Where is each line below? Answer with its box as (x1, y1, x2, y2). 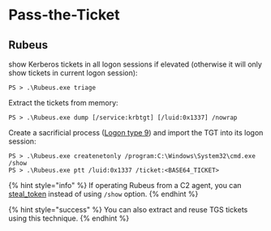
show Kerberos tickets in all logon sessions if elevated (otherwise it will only (8, 59, 262, 69)
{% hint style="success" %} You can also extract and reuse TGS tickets (8, 205, 248, 214)
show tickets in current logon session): (8, 68, 138, 78)
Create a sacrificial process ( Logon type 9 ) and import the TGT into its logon (8, 128, 264, 137)
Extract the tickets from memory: (8, 98, 119, 107)
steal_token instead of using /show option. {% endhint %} (8, 189, 199, 199)
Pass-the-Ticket (8, 6, 120, 24)
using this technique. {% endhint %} (8, 213, 130, 223)
